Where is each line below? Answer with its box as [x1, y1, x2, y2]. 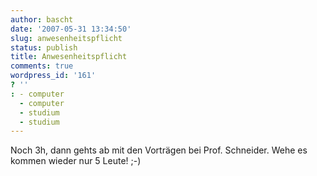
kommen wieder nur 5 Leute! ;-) [10, 155, 142, 167]
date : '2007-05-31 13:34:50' [10, 24, 132, 34]
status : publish [10, 42, 78, 53]
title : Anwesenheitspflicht [10, 52, 128, 62]
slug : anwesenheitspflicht [10, 33, 123, 43]
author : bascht [10, 14, 74, 25]
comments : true [10, 61, 74, 71]
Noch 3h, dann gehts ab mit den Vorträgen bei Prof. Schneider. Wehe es [10, 144, 308, 156]
